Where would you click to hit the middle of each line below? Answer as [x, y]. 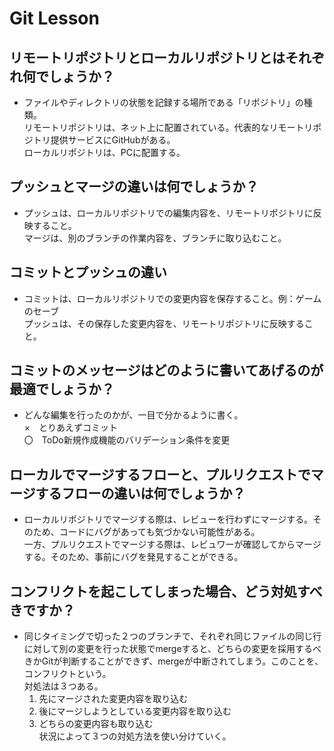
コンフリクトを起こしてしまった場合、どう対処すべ [166, 591]
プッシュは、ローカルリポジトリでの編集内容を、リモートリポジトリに [168, 213]
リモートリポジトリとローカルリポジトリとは [147, 57]
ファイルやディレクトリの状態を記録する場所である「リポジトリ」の [163, 102]
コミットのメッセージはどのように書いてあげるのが [166, 370]
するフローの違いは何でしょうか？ [140, 493]
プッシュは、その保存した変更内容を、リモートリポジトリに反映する [164, 323]
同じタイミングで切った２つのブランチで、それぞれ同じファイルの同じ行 [172, 636]
